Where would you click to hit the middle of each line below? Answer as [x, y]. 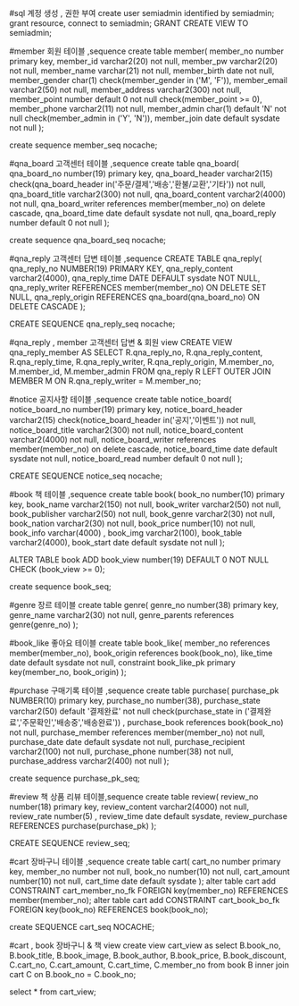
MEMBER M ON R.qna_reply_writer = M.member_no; [105, 381]
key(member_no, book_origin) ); [68, 672]
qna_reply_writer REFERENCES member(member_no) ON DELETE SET [138, 287]
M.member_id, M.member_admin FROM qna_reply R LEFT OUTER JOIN [140, 371]
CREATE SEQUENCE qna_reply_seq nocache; [92, 324]
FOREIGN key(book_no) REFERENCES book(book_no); [109, 909]
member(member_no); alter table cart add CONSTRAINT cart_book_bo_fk [145, 900]
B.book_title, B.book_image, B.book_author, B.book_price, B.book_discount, [148, 955]
